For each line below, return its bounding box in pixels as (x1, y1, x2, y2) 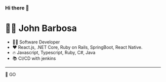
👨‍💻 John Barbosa (5, 23, 77, 34)
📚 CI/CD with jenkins (12, 55, 56, 61)
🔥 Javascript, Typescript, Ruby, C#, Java (12, 49, 95, 55)
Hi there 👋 (5, 4, 30, 11)
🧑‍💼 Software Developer (12, 39, 60, 45)
